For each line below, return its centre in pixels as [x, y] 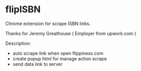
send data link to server [38, 64]
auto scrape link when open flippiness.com [58, 53]
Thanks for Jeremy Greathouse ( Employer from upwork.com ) [71, 33]
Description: [18, 43]
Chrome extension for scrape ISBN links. [48, 23]
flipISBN [23, 9]
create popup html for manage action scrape [60, 58]
